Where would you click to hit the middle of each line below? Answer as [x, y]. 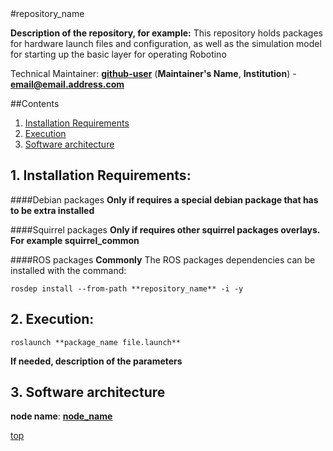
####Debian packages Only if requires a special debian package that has [164, 199]
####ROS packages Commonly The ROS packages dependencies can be [163, 259]
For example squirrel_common [75, 240]
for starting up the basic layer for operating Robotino [118, 54]
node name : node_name [61, 416]
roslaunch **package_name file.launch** [96, 342]
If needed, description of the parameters [96, 361]
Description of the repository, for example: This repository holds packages [166, 33]
